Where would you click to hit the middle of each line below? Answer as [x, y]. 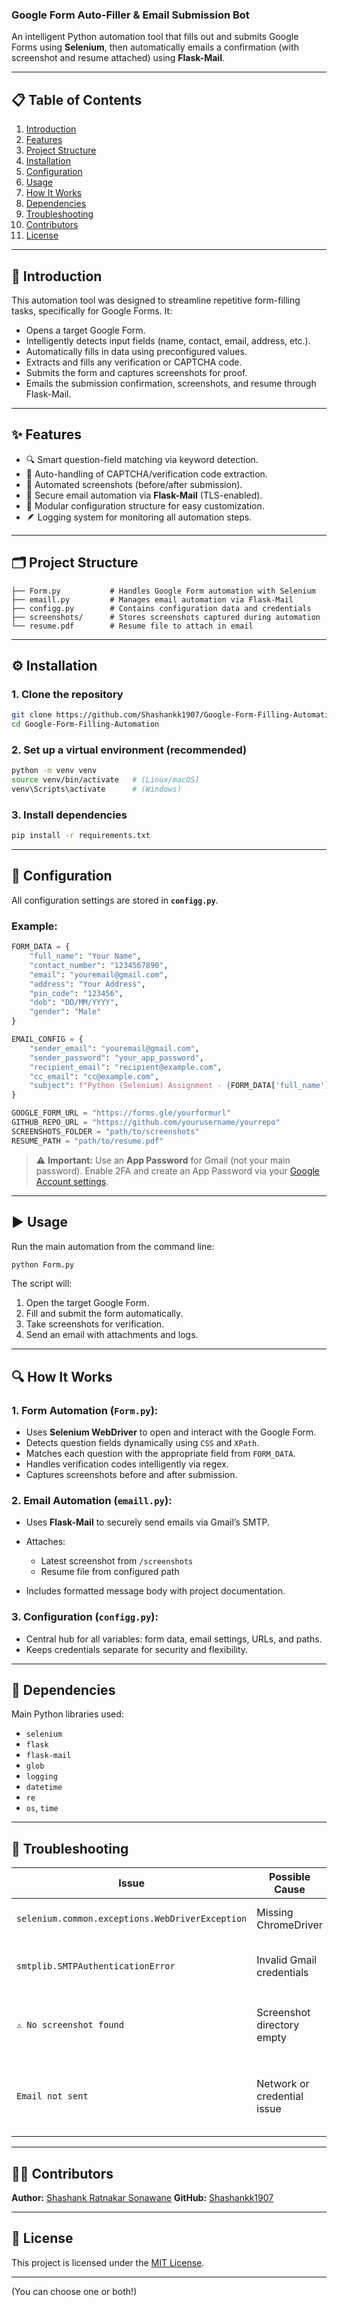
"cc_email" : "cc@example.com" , [94, 1076]
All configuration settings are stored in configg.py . [115, 900]
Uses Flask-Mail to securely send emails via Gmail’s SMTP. [147, 1522]
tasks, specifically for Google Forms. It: [92, 310]
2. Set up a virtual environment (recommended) [129, 750]
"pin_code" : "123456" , [76, 993]
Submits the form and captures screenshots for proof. [136, 372]
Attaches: [45, 1542]
